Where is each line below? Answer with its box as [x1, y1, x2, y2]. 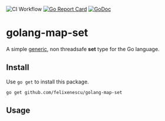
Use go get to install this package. [6, 78, 90, 85]
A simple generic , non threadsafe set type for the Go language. [6, 45, 160, 52]
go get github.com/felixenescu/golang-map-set [6, 89, 123, 95]
